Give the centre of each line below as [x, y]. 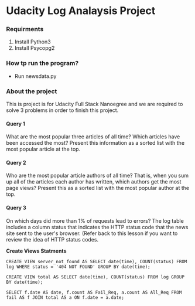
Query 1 [16, 124]
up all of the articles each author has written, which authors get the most [94, 182]
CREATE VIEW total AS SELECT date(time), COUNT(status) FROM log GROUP [95, 277]
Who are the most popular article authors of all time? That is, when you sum [97, 176]
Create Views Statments [36, 251]
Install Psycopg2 [35, 48]
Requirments [25, 29]
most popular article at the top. [43, 149]
